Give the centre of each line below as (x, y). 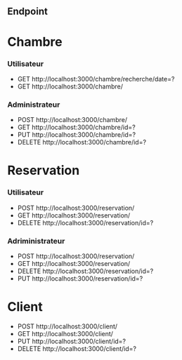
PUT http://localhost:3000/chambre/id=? (76, 135)
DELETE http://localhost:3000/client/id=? (77, 348)
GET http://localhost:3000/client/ (65, 333)
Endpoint (27, 12)
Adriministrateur (36, 241)
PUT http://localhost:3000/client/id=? (72, 341)
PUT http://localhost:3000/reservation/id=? (80, 278)
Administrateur (34, 105)
